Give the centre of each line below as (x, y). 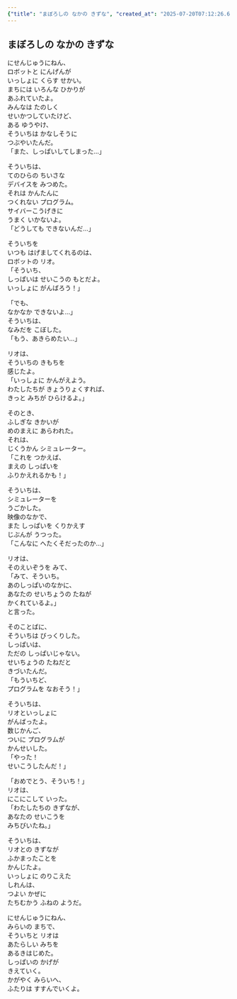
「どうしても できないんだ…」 (51, 228)
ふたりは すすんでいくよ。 (45, 989)
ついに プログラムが (36, 739)
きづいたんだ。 (29, 671)
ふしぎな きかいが (33, 422)
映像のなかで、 (29, 517)
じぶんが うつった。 (36, 535)
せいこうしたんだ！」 (38, 766)
